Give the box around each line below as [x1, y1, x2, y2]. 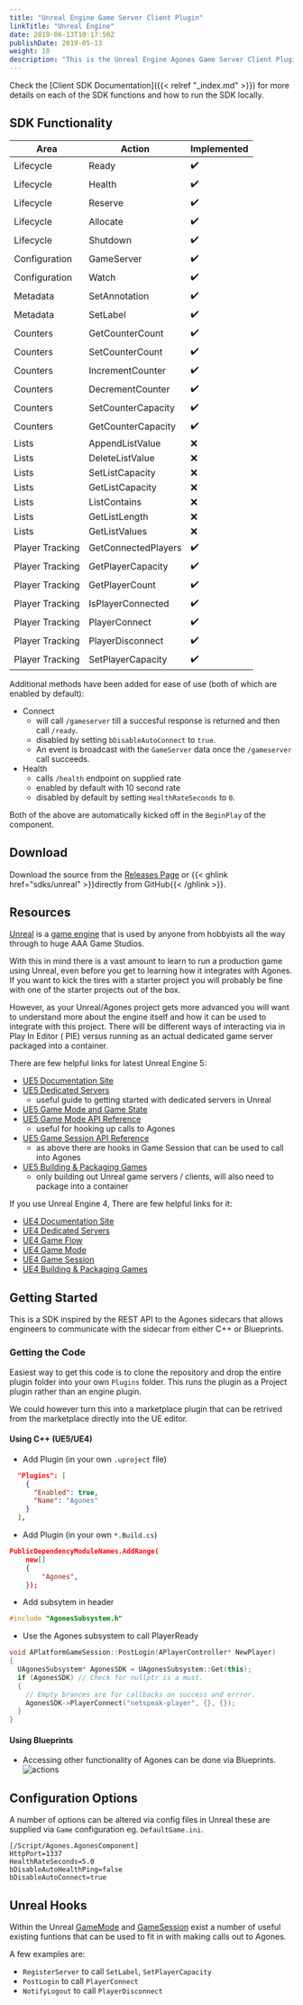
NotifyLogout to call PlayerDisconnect [22, 1985, 163, 1996]
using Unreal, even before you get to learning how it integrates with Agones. [9, 965, 293, 976]
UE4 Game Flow [22, 1235, 83, 1246]
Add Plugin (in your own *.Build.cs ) [22, 1529, 158, 1540]
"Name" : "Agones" [32, 1496, 99, 1506]
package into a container [35, 1181, 129, 1192]
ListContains [88, 496, 142, 508]
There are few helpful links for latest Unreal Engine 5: [9, 1058, 207, 1069]
